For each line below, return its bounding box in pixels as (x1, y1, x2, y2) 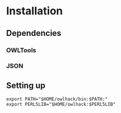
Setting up (6, 80, 46, 90)
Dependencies (6, 28, 61, 38)
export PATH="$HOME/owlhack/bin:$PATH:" (6, 96, 108, 102)
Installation (6, 4, 63, 18)
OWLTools (6, 46, 37, 54)
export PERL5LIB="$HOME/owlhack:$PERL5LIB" (6, 102, 116, 108)
